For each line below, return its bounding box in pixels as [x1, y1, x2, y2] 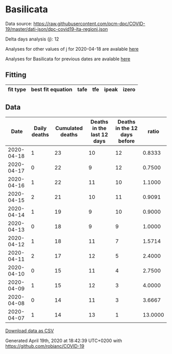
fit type [8, 86, 27, 93]
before [118, 137, 135, 144]
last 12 [91, 131, 109, 138]
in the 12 [115, 124, 138, 132]
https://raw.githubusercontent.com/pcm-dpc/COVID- [33, 20, 146, 27]
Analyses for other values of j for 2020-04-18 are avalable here [5, 46, 139, 52]
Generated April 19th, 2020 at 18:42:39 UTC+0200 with [5, 337, 122, 344]
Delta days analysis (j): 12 [5, 36, 59, 42]
